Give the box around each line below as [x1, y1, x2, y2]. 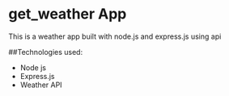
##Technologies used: [8, 47, 83, 56]
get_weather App [8, 5, 127, 23]
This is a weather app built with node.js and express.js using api [8, 31, 222, 41]
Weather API [19, 80, 62, 90]
